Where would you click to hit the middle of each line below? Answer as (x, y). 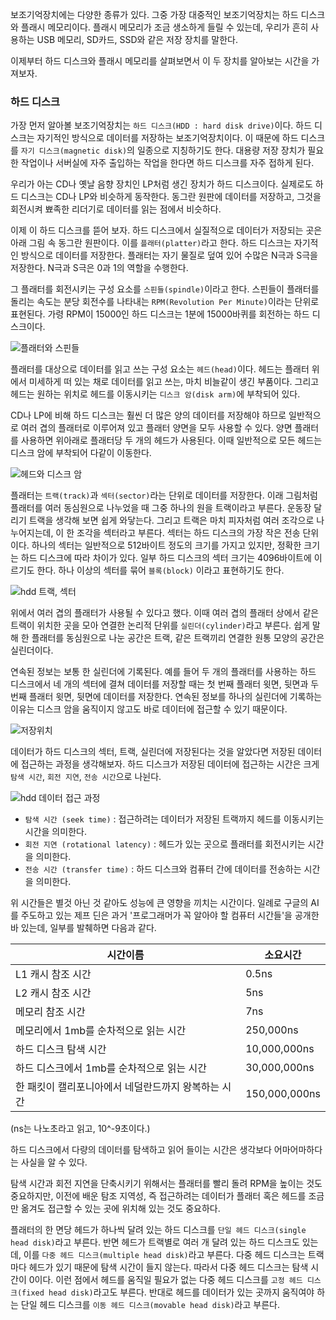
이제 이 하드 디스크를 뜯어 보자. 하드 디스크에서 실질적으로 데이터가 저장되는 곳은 (166, 230)
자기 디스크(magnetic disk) (74, 151)
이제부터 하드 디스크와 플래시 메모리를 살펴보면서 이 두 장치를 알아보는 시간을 (160, 61)
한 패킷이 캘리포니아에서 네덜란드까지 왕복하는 (117, 1087)
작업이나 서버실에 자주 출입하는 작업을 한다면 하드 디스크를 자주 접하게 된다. (167, 163)
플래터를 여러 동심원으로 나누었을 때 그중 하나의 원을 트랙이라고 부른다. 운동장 (161, 508)
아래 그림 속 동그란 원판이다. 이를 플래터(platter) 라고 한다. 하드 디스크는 (151, 243)
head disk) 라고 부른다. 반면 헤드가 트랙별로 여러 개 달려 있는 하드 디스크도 (155, 1242)
